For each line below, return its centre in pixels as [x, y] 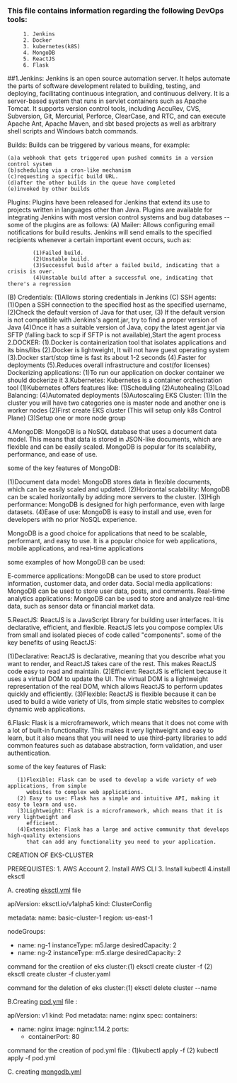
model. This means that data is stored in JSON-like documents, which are [115, 440]
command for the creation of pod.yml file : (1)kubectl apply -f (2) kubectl [113, 1050]
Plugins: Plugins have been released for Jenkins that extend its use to [109, 202]
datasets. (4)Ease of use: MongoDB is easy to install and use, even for [110, 512]
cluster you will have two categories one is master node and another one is [117, 403]
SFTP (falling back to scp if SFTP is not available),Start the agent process [114, 335]
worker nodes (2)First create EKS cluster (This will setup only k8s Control [114, 410]
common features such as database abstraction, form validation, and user [115, 746]
